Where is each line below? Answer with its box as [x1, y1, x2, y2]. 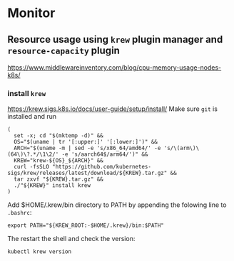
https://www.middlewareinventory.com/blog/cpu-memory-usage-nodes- [7, 63, 222, 72]
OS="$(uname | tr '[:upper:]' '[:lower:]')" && [14, 139, 158, 146]
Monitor [7, 5, 56, 21]
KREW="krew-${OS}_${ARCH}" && [14, 157, 103, 164]
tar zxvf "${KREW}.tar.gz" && [14, 176, 103, 183]
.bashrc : [7, 208, 32, 217]
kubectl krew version [7, 248, 72, 255]
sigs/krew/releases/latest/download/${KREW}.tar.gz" [7, 169, 168, 177]
